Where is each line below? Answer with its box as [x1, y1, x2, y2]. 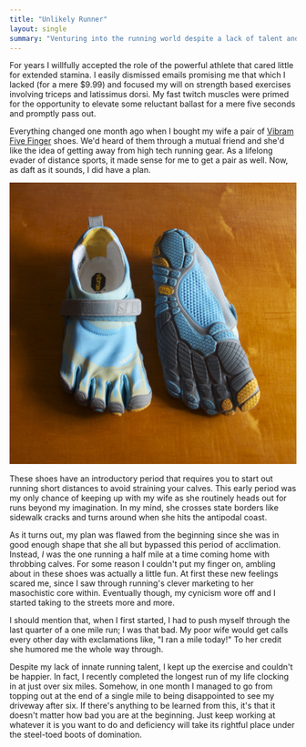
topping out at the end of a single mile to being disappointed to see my [9, 690, 275, 701]
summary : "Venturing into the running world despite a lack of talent [9, 34, 283, 43]
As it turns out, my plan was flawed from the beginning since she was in [9, 529, 280, 540]
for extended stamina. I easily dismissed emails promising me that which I [9, 69, 286, 81]
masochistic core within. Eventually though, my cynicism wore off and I [9, 587, 276, 598]
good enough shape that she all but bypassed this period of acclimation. [9, 539, 281, 550]
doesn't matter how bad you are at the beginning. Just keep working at [9, 710, 276, 721]
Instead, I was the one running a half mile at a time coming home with [9, 549, 270, 560]
